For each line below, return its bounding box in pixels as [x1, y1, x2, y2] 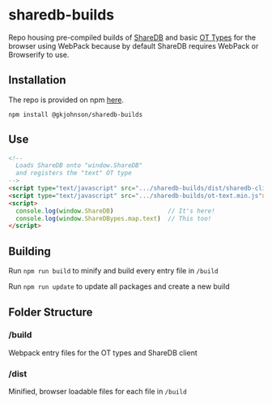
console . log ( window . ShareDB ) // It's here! [15, 207, 216, 215]
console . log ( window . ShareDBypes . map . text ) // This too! [15, 214, 212, 222]
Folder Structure [8, 305, 93, 319]
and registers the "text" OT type [15, 169, 132, 178]
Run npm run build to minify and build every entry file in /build [8, 266, 219, 276]
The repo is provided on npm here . [8, 95, 124, 105]
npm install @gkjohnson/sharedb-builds [8, 110, 143, 118]
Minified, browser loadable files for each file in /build [8, 387, 188, 397]
